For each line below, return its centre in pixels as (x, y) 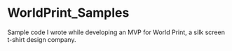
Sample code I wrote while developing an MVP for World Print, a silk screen (116, 32)
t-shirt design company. (42, 39)
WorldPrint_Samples (68, 13)
